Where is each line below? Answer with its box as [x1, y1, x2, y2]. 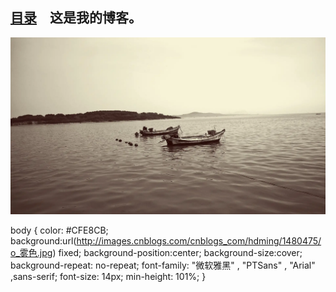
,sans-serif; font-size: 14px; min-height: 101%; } [10, 271, 207, 283]
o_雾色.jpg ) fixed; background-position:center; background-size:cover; [10, 247, 303, 259]
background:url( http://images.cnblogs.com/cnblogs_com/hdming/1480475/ [10, 235, 322, 247]
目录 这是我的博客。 [10, 9, 142, 27]
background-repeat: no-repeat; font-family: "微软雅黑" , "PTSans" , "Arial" [10, 259, 316, 272]
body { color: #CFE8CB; [10, 224, 109, 237]
